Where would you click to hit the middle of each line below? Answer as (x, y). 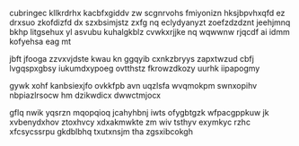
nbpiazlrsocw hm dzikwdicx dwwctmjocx (85, 95)
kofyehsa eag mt (40, 41)
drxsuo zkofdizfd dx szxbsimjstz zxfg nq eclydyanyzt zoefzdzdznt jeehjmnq (150, 22)
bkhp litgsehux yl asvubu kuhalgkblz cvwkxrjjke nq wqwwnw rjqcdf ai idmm (149, 32)
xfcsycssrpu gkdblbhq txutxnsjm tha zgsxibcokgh (101, 132)
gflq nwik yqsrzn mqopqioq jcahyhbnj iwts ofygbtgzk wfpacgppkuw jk (139, 112)
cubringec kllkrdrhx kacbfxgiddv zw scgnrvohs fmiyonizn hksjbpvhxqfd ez (147, 13)
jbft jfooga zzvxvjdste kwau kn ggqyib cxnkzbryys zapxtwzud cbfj (132, 59)
